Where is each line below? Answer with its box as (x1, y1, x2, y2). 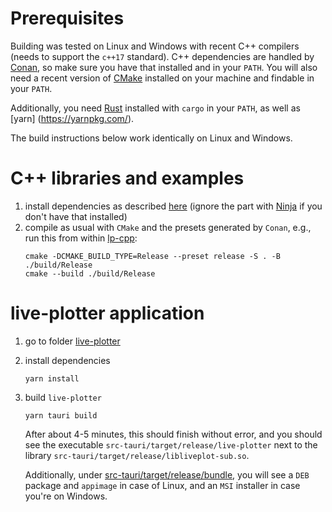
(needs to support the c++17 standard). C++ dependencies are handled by (10, 50, 315, 62)
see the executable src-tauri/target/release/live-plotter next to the (24, 438, 318, 451)
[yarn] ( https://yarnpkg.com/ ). (10, 112, 135, 124)
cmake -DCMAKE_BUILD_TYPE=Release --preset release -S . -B (24, 251, 281, 261)
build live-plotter (24, 391, 102, 403)
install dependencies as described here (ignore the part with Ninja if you (24, 200, 323, 212)
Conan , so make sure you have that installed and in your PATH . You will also (10, 61, 318, 73)
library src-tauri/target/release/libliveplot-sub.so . (24, 449, 250, 461)
